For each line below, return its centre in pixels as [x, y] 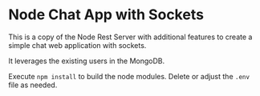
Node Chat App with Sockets [106, 15]
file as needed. [33, 85]
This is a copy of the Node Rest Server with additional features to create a [130, 37]
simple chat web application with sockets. [77, 45]
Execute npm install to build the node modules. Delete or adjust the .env [129, 76]
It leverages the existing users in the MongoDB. [87, 61]
